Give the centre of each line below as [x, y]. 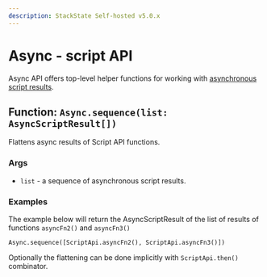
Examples [28, 201]
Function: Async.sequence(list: [88, 112]
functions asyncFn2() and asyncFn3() [69, 228]
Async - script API [71, 55]
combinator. [28, 266]
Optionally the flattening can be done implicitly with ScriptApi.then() [124, 257]
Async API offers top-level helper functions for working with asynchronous [133, 78]
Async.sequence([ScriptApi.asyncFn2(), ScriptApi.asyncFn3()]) [117, 242]
